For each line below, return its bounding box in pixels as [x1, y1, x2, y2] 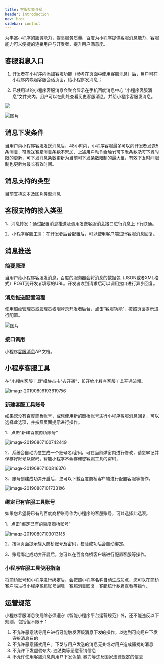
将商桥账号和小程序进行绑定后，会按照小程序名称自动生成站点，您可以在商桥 [5, 577, 159, 583]
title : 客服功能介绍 [5, 7, 42, 12]
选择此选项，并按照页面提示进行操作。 [5, 419, 82, 425]
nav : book [5, 16, 25, 21]
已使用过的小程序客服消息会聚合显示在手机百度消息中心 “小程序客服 [12, 87, 148, 93]
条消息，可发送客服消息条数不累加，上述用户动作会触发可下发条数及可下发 [5, 149, 155, 154]
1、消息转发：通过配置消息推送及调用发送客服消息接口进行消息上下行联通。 [5, 220, 157, 226]
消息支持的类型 [5, 177, 50, 185]
